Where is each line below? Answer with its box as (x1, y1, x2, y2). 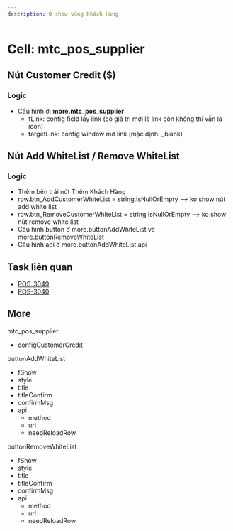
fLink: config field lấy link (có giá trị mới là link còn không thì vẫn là (28, 114, 223, 123)
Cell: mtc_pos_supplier (7, 41, 145, 57)
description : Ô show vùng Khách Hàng (7, 10, 119, 18)
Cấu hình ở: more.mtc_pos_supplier (17, 107, 125, 115)
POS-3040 (17, 287, 50, 296)
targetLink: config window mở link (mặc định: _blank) (28, 129, 183, 138)
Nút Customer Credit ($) (7, 69, 116, 82)
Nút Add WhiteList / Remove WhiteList (7, 150, 181, 162)
